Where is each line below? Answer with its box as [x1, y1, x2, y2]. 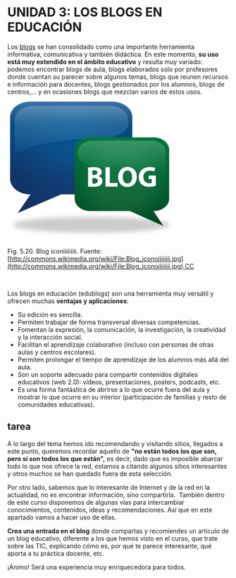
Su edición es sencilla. [17, 310, 83, 319]
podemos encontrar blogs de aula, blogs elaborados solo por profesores [7, 65, 218, 73]
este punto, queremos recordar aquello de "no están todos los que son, [7, 447, 217, 455]
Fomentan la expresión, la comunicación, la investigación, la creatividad [17, 325, 226, 333]
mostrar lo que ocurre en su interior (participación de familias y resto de [17, 393, 227, 401]
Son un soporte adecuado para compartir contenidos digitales [17, 370, 199, 379]
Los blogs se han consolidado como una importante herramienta [7, 42, 195, 51]
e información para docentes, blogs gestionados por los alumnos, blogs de [7, 80, 225, 88]
